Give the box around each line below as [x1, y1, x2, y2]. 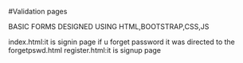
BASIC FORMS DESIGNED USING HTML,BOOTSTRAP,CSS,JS [8, 22, 210, 31]
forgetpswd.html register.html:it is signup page [8, 46, 162, 54]
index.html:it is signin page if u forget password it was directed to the [8, 37, 235, 46]
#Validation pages [8, 7, 68, 16]
